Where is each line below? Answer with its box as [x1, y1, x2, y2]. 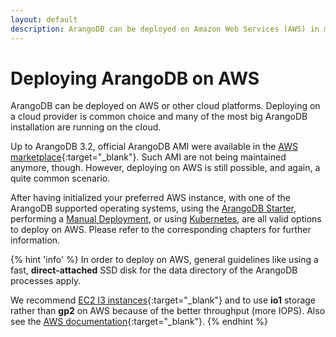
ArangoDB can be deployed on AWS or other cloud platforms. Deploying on [10, 100, 321, 112]
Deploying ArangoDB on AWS [10, 67, 260, 90]
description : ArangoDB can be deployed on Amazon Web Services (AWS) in [10, 24, 320, 34]
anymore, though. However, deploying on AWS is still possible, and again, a [10, 162, 321, 174]
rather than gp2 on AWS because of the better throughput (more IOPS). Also [10, 305, 326, 317]
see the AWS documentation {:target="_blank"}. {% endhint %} [10, 316, 268, 328]
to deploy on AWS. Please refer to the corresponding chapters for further [10, 224, 312, 236]
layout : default [10, 14, 78, 25]
